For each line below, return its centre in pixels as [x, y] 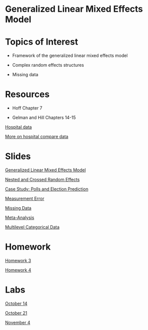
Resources [27, 95]
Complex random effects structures [48, 65]
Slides [18, 156]
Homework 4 [18, 270]
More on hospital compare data [37, 137]
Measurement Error [25, 198]
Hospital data [18, 127]
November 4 [18, 322]
